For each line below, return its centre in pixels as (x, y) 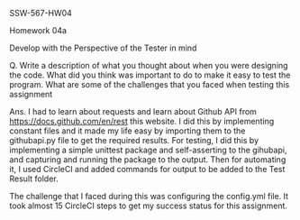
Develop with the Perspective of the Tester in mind (103, 48)
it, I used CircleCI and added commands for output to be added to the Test (147, 169)
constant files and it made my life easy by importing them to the (127, 131)
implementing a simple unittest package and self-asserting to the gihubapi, (148, 150)
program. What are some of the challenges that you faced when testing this (150, 84)
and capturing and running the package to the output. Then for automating (148, 160)
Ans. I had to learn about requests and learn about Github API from (133, 111)
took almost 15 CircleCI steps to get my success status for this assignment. (149, 206)
